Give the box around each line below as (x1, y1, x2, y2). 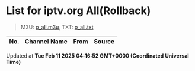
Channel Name (24, 37, 68, 45)
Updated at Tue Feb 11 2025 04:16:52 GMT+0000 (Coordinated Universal (6, 52, 190, 59)
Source (94, 37, 115, 45)
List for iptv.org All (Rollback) (6, 4, 151, 18)
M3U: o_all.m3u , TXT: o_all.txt (20, 23, 94, 31)
